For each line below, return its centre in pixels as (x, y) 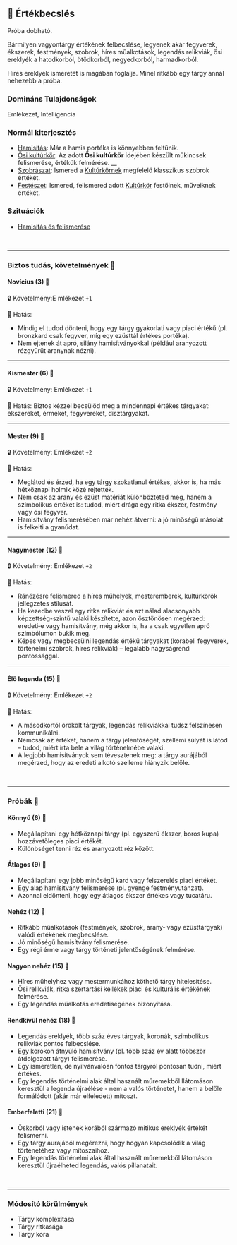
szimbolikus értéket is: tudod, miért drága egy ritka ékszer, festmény (117, 505)
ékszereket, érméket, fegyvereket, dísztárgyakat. (78, 414)
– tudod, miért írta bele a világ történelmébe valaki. (91, 747)
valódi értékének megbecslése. (63, 935)
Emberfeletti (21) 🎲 (35, 1112)
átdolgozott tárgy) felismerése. (62, 1058)
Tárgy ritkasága (40, 1227)
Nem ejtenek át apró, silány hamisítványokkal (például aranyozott (112, 343)
